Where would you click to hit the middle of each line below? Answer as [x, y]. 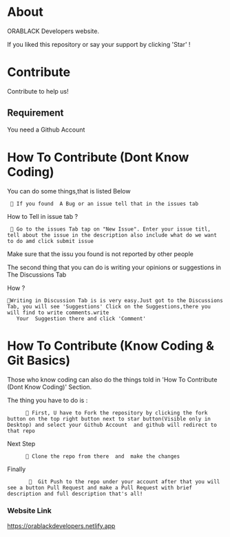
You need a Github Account [46, 129]
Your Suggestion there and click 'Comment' [81, 318]
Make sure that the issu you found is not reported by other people [101, 254]
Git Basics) [39, 360]
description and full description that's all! [75, 494]
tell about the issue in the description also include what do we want [112, 235]
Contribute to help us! [38, 91]
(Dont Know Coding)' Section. [50, 387]
